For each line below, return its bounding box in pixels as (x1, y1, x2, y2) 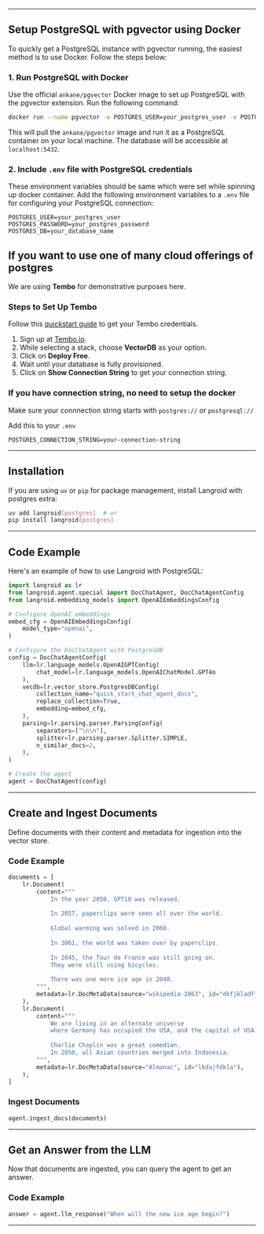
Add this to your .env (8, 421, 76, 430)
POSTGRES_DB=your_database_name (8, 227, 114, 236)
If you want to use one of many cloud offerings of (8, 248, 254, 262)
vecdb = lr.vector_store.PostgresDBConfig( (22, 683, 159, 691)
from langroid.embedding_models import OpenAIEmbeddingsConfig (8, 596, 220, 604)
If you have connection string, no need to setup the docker (8, 387, 236, 398)
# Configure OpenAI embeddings (8, 610, 111, 618)
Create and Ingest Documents (8, 806, 158, 820)
